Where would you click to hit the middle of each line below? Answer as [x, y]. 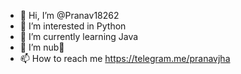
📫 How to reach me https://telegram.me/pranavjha [125, 58]
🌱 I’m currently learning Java [79, 36]
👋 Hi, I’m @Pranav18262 [69, 15]
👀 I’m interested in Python [73, 26]
